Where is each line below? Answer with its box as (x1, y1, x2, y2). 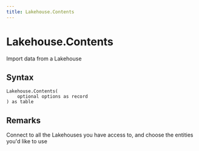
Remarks (6, 115, 41, 126)
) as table (6, 99, 34, 105)
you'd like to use (6, 138, 47, 145)
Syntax (6, 72, 34, 82)
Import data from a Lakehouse (6, 55, 82, 62)
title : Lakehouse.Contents (6, 8, 75, 15)
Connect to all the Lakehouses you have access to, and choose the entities (6, 131, 194, 139)
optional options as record (17, 94, 88, 100)
